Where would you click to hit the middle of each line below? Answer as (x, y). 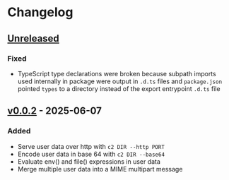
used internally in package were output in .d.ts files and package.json (120, 81)
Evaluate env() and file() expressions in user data (89, 161)
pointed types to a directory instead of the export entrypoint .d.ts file (119, 88)
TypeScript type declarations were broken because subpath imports (117, 73)
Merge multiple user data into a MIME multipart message (100, 169)
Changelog (40, 12)
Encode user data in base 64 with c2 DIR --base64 (91, 154)
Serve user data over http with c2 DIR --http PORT (91, 146)
